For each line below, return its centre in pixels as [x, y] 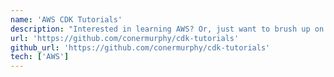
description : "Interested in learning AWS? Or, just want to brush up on [167, 29]
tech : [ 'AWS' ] [40, 57]
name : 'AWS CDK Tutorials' [66, 19]
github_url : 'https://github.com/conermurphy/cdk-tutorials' [140, 47]
